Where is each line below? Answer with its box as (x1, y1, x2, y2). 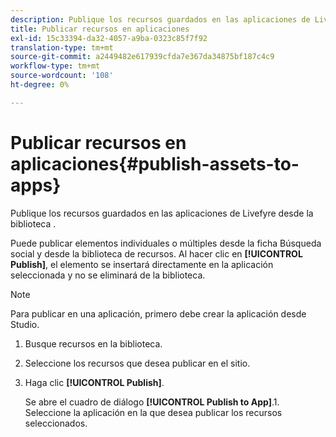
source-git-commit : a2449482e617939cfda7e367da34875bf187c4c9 (10, 52, 275, 62)
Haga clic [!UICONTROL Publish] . (24, 376, 165, 388)
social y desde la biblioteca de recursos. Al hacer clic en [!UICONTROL (10, 247, 303, 260)
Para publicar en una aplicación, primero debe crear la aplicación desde (10, 307, 307, 320)
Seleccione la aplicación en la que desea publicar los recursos (24, 406, 283, 418)
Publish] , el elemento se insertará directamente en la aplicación (10, 258, 274, 270)
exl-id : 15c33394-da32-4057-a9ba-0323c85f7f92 (10, 33, 208, 43)
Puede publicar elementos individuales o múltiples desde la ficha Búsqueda (10, 237, 322, 249)
